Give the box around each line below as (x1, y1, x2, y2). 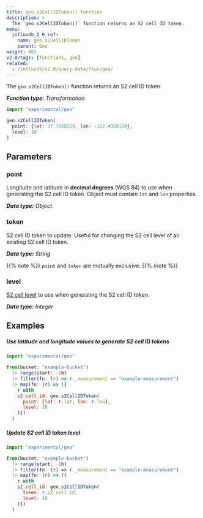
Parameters (6, 151, 52, 162)
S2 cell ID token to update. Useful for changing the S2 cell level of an (6, 231, 180, 239)
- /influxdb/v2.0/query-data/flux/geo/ (12, 66, 114, 72)
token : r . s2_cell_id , (22, 490, 78, 496)
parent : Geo (17, 44, 48, 50)
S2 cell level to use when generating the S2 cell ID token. (6, 291, 150, 299)
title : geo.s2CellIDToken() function (6, 9, 103, 15)
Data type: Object (6, 202, 53, 210)
